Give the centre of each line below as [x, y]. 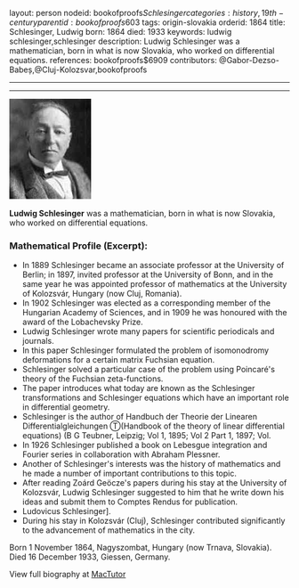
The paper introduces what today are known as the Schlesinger [138, 388]
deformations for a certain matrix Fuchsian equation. [118, 360]
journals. [38, 341]
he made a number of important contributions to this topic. [129, 474]
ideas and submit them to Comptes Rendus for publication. [130, 502]
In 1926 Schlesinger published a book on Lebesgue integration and [145, 445]
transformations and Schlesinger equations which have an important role [155, 398]
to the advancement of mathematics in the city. [109, 530]
